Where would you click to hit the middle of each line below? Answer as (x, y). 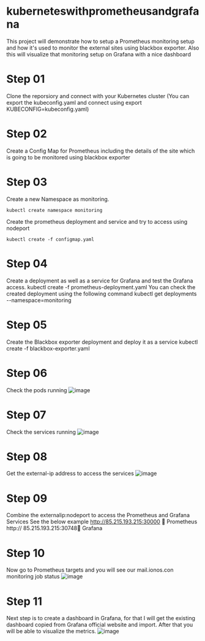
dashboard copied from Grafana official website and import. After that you (100, 625)
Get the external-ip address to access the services (70, 474)
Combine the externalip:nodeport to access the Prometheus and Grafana (98, 515)
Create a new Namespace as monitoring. (58, 199)
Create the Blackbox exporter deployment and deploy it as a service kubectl (102, 342)
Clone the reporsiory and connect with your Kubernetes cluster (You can (98, 96)
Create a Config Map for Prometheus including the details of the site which (101, 151)
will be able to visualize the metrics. (51, 631)
